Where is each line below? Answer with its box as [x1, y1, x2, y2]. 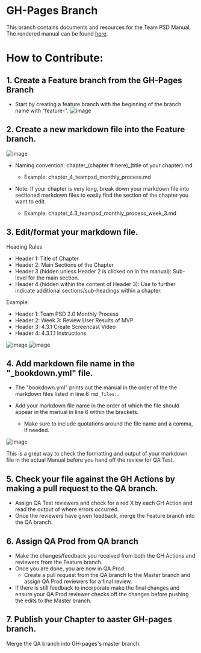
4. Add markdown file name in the [6, 358, 135, 369]
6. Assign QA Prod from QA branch [6, 536, 138, 546]
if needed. [23, 427, 50, 434]
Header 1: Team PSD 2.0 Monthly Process [14, 310, 119, 317]
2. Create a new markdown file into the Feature [6, 124, 185, 135]
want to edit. [14, 197, 46, 205]
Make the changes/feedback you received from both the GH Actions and [14, 552, 196, 559]
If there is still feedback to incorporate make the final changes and [14, 584, 180, 591]
